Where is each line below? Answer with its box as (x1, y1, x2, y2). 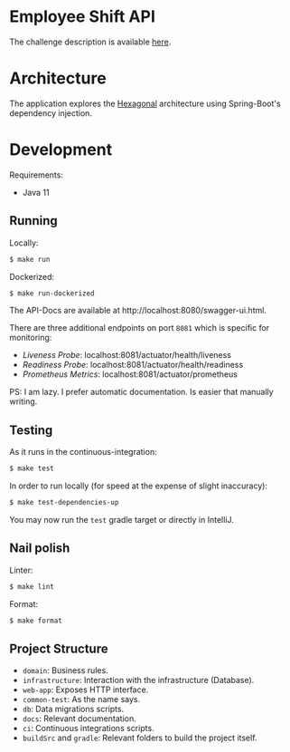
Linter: (9, 564, 33, 575)
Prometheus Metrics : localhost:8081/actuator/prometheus (22, 369, 238, 380)
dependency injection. (9, 107, 93, 119)
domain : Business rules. (22, 665, 108, 676)
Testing (9, 422, 53, 438)
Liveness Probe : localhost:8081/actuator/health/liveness (22, 350, 232, 361)
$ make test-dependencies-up (9, 498, 119, 507)
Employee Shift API (9, 6, 155, 27)
